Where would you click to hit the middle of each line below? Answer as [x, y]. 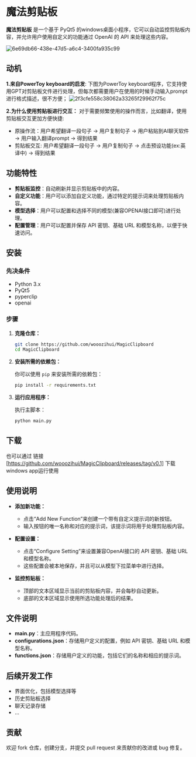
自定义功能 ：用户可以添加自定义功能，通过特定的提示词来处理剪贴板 [97, 196]
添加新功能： [30, 506]
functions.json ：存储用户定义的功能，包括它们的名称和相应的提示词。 [99, 655]
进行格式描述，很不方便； [37, 98]
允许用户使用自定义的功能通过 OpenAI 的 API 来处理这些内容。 [96, 36]
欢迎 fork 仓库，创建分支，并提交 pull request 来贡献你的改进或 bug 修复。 [96, 748]
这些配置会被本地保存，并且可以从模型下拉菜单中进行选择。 [95, 565]
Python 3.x [27, 284]
